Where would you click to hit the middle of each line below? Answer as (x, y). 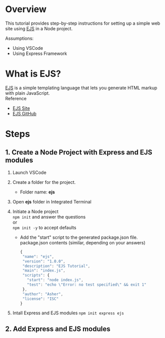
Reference (16, 98)
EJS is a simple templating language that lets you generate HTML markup (81, 88)
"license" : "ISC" (40, 299)
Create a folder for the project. (44, 182)
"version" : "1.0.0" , (44, 261)
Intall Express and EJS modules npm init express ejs (68, 313)
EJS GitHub (24, 113)
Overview (26, 9)
